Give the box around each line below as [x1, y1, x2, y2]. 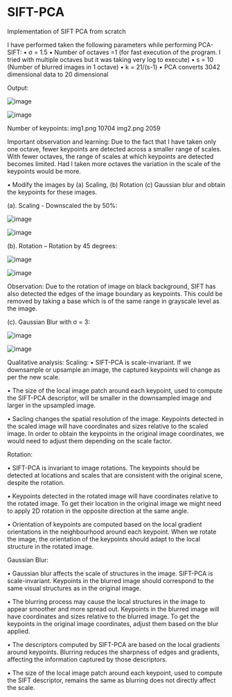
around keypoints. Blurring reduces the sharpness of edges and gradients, [7, 648, 220, 656]
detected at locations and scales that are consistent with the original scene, [7, 470, 223, 479]
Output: [7, 83, 29, 92]
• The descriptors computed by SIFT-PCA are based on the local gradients [7, 640, 220, 648]
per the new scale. [7, 372, 60, 381]
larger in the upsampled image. [7, 401, 96, 409]
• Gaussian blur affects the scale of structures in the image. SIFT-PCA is [7, 569, 213, 577]
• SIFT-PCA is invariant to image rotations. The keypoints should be [7, 464, 199, 472]
